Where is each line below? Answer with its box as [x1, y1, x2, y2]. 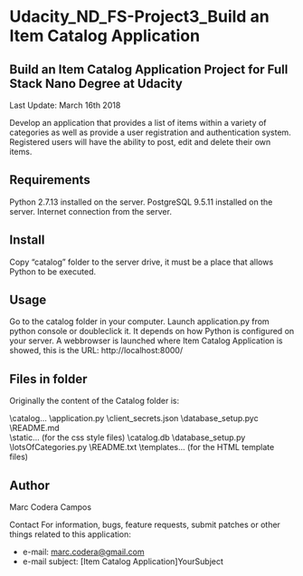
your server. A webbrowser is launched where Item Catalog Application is [9, 335, 283, 346]
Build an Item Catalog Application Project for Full [9, 62, 289, 77]
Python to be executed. [9, 265, 97, 277]
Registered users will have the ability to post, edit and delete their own [9, 137, 271, 147]
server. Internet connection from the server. [9, 206, 172, 216]
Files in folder [9, 371, 88, 387]
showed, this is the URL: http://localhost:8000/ [9, 345, 184, 356]
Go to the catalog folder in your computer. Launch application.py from [9, 316, 270, 327]
